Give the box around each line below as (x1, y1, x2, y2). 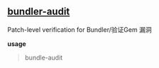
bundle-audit (24, 53, 63, 62)
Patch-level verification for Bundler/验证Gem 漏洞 (7, 25, 152, 34)
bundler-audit (7, 6, 70, 18)
